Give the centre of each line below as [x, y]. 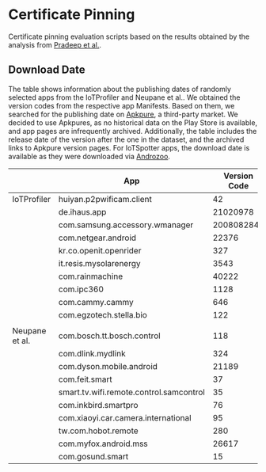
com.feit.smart [85, 379]
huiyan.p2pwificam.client [105, 199]
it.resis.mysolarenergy [99, 263]
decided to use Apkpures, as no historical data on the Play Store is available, [133, 122]
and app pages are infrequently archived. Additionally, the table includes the [133, 131]
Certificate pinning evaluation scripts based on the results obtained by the [129, 36]
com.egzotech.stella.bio [103, 314]
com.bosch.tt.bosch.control [109, 336]
